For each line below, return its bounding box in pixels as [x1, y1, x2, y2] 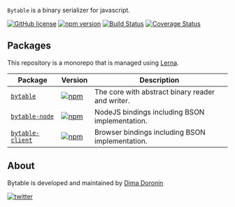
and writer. [94, 95, 130, 105]
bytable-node [10, 112, 55, 120]
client [10, 136, 33, 144]
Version [61, 75, 88, 85]
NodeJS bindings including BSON [94, 107, 205, 116]
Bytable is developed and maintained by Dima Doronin [7, 178, 164, 187]
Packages [7, 40, 51, 52]
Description [139, 75, 180, 85]
